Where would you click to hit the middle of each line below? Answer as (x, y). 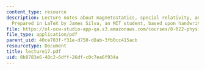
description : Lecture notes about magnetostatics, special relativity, (99, 18)
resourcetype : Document (37, 46)
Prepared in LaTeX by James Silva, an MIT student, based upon (94, 23)
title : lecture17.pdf (34, 52)
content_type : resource (37, 12)
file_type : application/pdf (42, 35)
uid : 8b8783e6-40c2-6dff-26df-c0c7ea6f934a (63, 57)
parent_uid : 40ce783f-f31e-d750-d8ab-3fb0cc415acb (72, 40)
